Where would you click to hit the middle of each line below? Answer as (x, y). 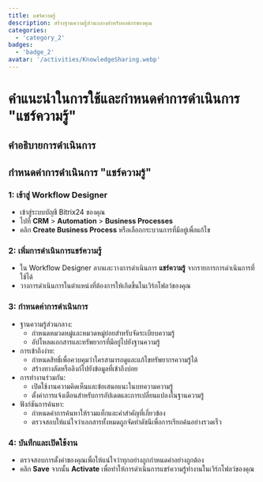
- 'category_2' (40, 38)
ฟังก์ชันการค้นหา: (42, 404)
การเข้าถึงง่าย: (37, 350)
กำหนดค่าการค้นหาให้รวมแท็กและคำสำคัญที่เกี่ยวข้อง (98, 412)
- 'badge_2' (35, 52)
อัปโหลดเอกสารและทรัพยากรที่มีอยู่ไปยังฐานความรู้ (96, 341)
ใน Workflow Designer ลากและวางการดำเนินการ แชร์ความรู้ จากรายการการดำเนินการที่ (137, 268)
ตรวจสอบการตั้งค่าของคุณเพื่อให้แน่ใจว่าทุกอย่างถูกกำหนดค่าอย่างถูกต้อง (112, 460)
